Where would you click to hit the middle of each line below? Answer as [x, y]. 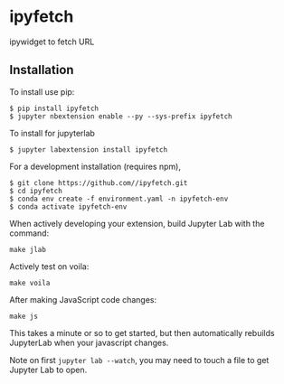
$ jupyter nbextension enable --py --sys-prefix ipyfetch [121, 116]
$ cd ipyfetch [36, 191]
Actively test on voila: [49, 266]
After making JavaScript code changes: [83, 299]
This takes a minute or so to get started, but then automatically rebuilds [142, 332]
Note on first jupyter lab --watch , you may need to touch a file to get [139, 360]
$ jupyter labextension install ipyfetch [89, 150]
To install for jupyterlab [52, 133]
